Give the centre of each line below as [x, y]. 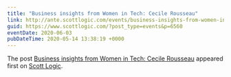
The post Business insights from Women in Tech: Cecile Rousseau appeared [115, 58]
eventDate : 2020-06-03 [40, 33]
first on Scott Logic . [35, 66]
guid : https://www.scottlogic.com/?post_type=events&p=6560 [95, 26]
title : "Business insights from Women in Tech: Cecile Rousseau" [102, 13]
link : [15, 20]
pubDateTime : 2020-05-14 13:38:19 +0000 [66, 39]
